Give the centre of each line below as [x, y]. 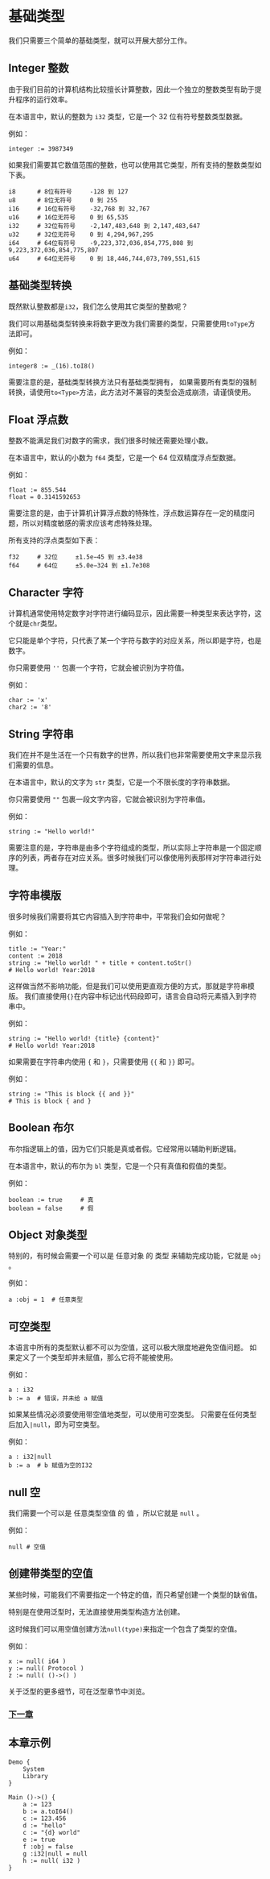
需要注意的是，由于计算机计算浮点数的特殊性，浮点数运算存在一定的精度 [128, 513]
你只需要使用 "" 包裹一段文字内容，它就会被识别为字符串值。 [109, 799]
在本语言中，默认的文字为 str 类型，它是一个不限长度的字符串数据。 [121, 782]
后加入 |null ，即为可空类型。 [56, 1424]
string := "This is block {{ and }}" [72, 1094]
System [34, 1769]
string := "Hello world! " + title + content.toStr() [100, 963]
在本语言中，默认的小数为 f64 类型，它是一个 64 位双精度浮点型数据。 [124, 458]
